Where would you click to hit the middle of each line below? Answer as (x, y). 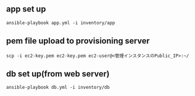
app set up (26, 9)
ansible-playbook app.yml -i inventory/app (61, 23)
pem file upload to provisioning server (78, 41)
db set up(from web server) (58, 74)
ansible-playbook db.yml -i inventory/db (58, 88)
